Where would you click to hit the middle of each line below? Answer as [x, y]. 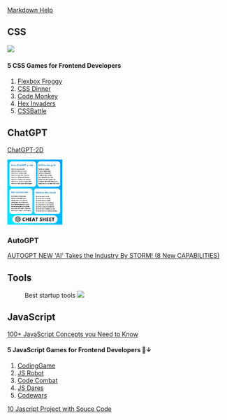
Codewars [32, 395]
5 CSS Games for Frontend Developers [64, 66]
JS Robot [30, 372]
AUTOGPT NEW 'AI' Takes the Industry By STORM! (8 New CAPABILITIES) [113, 256]
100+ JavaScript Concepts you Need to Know [73, 334]
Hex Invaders [36, 103]
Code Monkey [37, 96]
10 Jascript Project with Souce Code [59, 409]
